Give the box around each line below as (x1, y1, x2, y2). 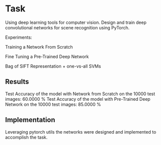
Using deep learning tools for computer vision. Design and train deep (5, 19, 147, 25)
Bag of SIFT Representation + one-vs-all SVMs (5, 63, 101, 69)
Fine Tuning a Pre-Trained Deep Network (5, 53, 89, 60)
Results (5, 77, 29, 86)
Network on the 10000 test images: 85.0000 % (5, 101, 101, 107)
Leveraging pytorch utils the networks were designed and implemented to (5, 129, 157, 135)
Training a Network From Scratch (5, 44, 73, 50)
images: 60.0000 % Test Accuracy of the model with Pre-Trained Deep (5, 96, 151, 102)
